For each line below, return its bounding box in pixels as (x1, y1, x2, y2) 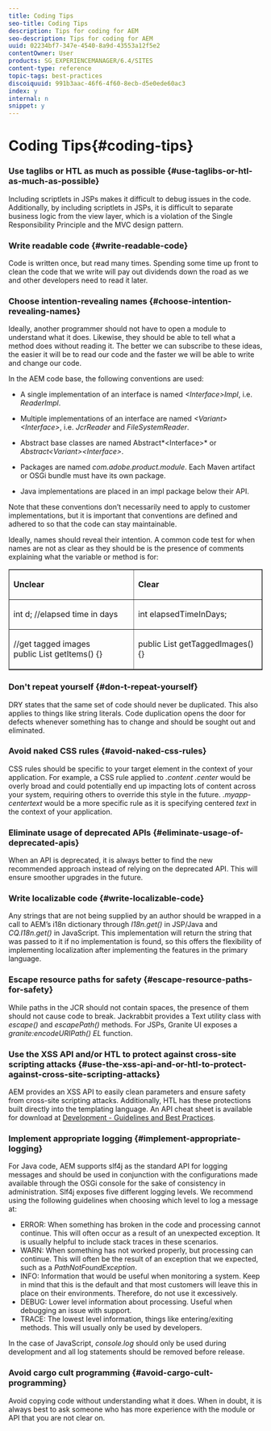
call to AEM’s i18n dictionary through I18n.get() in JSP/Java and (8, 920, 218, 930)
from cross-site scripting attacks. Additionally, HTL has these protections (8, 1095, 252, 1105)
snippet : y (8, 102, 45, 110)
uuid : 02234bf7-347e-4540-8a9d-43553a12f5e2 (8, 42, 161, 50)
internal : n (8, 94, 48, 103)
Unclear (13, 579, 44, 590)
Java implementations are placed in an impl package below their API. (19, 486, 250, 497)
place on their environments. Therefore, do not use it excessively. (19, 1289, 238, 1299)
